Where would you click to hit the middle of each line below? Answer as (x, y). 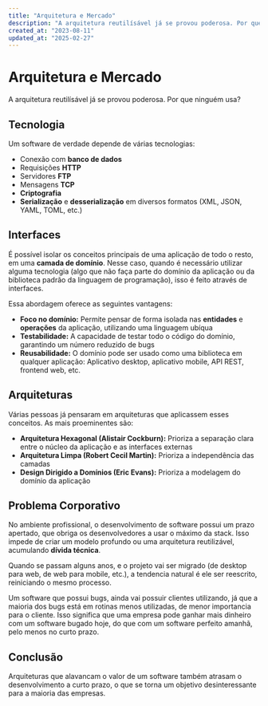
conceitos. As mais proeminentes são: (71, 423)
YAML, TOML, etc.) (51, 210)
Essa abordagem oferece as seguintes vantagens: (91, 303)
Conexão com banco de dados (71, 159)
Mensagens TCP (47, 185)
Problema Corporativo (65, 506)
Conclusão (36, 657)
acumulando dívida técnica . (55, 550)
